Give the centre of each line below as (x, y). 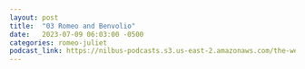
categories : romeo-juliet (58, 43)
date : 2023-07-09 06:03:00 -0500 (77, 34)
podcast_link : (36, 51)
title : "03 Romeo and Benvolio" (73, 26)
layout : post (34, 17)
